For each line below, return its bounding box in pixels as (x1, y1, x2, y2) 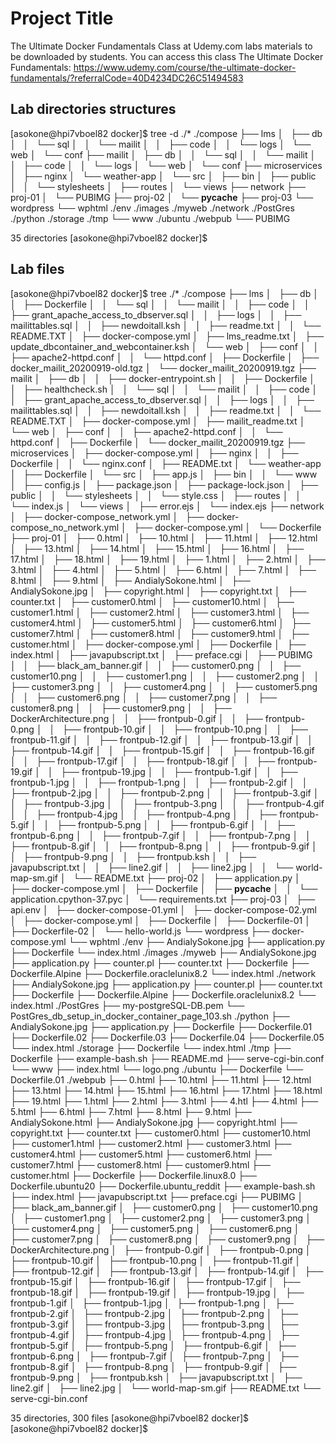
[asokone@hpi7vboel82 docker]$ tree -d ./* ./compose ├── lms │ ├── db (10, 127, 323, 139)
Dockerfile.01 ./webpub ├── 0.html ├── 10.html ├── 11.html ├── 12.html (10, 1073, 312, 1086)
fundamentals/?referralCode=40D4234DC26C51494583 (10, 72, 244, 84)
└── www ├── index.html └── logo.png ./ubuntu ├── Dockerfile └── (10, 1063, 304, 1075)
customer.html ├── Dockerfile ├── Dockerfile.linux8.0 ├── (10, 1169, 257, 1181)
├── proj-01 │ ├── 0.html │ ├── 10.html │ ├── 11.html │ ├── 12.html (10, 532, 318, 544)
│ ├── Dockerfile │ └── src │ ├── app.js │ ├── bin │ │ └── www (10, 468, 318, 480)
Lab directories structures (10, 101, 177, 118)
